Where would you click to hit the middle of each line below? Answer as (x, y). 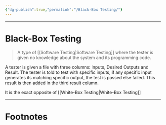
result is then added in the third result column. (52, 83)
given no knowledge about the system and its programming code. (84, 58)
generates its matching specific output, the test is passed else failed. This (80, 77)
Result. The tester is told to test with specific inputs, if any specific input (79, 72)
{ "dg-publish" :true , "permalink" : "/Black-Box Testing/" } (64, 10)
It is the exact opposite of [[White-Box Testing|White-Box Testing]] (73, 92)
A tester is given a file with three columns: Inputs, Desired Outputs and (77, 67)
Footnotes (26, 117)
